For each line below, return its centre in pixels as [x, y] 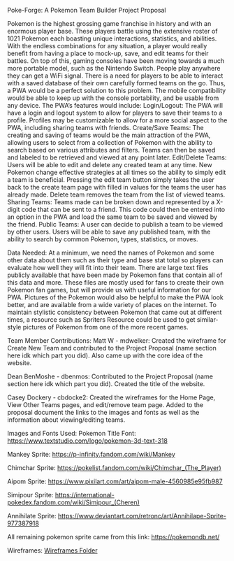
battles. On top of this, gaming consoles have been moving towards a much [116, 61]
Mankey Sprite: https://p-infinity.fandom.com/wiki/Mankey [92, 454]
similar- [207, 320]
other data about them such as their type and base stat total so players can [115, 260]
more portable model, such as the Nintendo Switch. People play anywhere [114, 68]
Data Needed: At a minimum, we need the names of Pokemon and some [111, 253]
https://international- [85, 495]
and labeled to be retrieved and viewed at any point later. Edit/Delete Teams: [117, 157]
